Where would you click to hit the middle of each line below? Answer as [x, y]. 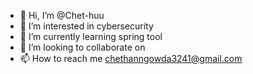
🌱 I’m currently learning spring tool [91, 36]
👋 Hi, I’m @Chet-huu [62, 15]
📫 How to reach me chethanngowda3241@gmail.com [131, 58]
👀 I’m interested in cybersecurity [86, 26]
